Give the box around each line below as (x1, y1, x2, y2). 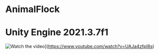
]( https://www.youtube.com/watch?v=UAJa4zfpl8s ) (44, 43, 155, 49)
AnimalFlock (5, 4, 60, 15)
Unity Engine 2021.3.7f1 (5, 27, 109, 38)
